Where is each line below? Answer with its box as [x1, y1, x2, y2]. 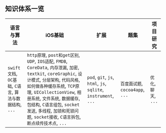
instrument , [87, 92, 114, 99]
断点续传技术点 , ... [27, 119, 67, 126]
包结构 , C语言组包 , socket [27, 101, 80, 108]
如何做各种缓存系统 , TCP [27, 82, 76, 89]
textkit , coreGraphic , [27, 70, 77, 77]
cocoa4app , [120, 86, 145, 93]
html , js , [87, 80, 107, 87]
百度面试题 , [120, 80, 143, 87]
